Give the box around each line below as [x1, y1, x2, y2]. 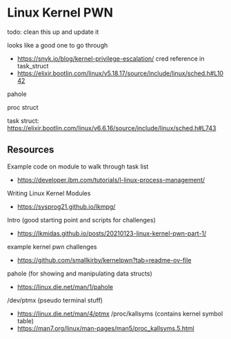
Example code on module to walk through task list [7, 162, 149, 171]
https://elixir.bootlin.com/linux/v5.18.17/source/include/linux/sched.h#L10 [17, 69, 224, 77]
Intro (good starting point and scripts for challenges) [7, 215, 157, 224]
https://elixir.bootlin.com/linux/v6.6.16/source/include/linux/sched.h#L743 [7, 124, 217, 132]
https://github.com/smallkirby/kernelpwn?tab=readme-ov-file [17, 255, 192, 264]
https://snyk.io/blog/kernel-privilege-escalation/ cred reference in [17, 54, 205, 63]
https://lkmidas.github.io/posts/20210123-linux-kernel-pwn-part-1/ [17, 229, 207, 238]
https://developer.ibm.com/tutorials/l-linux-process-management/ [17, 175, 205, 184]
